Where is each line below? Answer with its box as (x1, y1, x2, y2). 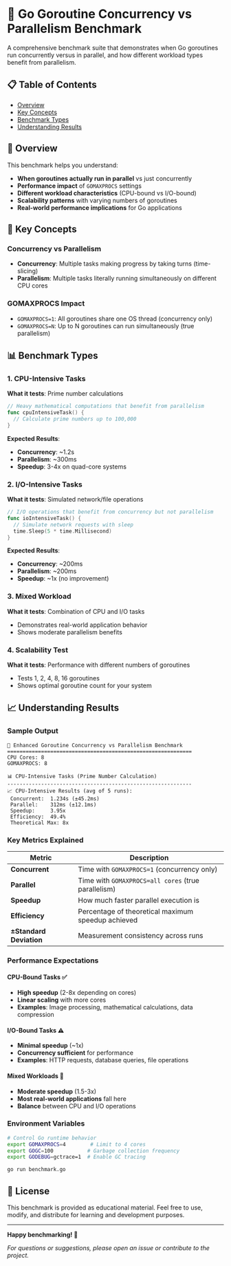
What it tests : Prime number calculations (7, 389, 124, 398)
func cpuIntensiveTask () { (7, 409, 85, 416)
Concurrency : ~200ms (16, 560, 83, 568)
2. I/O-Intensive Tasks (7, 480, 82, 489)
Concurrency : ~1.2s (16, 447, 74, 456)
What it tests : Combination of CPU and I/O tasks (7, 607, 145, 615)
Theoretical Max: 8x (10, 819, 69, 826)
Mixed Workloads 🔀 (7, 1071, 64, 1080)
